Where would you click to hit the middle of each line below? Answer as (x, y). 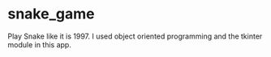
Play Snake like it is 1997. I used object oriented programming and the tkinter (135, 36)
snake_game (51, 14)
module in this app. (40, 44)
